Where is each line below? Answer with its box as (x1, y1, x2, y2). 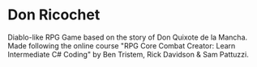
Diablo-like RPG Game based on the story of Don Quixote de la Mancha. (7, 32, 248, 42)
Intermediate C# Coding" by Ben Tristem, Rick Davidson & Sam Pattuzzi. (7, 49, 249, 59)
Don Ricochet (7, 6, 101, 24)
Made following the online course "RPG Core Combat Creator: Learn (7, 40, 236, 50)
